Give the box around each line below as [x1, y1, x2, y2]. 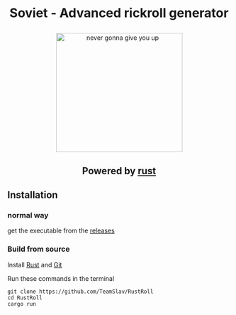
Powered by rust [82, 165, 157, 177]
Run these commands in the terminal [7, 274, 115, 282]
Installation [7, 188, 58, 201]
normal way [7, 210, 49, 220]
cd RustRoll [7, 294, 43, 301]
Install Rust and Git [7, 260, 62, 269]
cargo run [7, 300, 37, 307]
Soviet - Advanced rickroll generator [9, 5, 229, 21]
